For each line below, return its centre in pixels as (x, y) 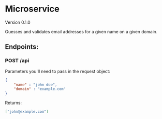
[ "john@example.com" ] (27, 112)
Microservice (32, 9)
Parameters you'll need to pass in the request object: (58, 71)
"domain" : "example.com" (40, 89)
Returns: (14, 103)
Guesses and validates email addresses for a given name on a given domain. (81, 31)
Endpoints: (22, 47)
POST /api (17, 60)
